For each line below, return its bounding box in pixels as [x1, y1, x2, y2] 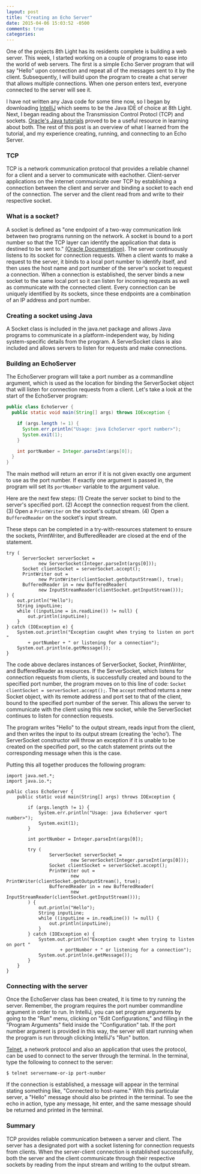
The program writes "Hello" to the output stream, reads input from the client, [6, 724, 196, 731]
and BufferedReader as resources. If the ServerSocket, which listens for [6, 667, 184, 675]
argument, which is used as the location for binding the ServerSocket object [6, 379, 194, 387]
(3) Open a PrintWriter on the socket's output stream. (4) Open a [6, 508, 169, 515]
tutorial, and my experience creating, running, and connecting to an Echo [6, 130, 187, 137]
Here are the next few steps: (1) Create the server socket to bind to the [6, 495, 181, 502]
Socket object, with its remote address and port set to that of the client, [6, 693, 182, 700]
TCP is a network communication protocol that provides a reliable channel [6, 165, 189, 172]
